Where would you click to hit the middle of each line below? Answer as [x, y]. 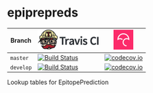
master [19, 58]
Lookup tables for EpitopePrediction [58, 82]
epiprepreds [43, 13]
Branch [21, 41]
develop [21, 68]
